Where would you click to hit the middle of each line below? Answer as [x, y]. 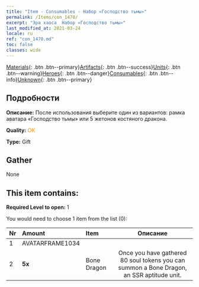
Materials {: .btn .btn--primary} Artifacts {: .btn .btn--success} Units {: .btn [93, 67]
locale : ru [20, 34]
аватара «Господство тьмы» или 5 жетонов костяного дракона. [87, 118]
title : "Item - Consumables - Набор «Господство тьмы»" [76, 12]
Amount [33, 233]
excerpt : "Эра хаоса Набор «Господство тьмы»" [66, 22]
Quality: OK [21, 130]
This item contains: [42, 193]
